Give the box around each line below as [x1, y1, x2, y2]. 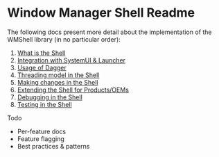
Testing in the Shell [17, 100, 72, 108]
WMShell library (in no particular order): [7, 35, 121, 43]
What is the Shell [17, 49, 66, 57]
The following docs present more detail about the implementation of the [7, 28, 212, 36]
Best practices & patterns [17, 142, 90, 150]
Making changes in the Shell [17, 78, 98, 86]
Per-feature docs [17, 127, 67, 135]
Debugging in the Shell [17, 92, 83, 101]
